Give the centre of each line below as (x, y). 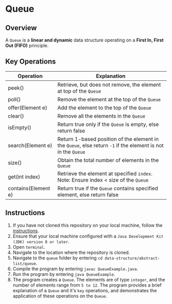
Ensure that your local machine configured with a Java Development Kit (88, 236)
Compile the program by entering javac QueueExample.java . (75, 269)
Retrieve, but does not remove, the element (109, 84)
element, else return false (88, 194)
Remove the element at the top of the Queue (109, 99)
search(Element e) (30, 145)
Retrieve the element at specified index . (105, 173)
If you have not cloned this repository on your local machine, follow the (88, 225)
